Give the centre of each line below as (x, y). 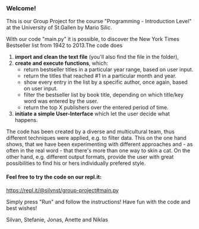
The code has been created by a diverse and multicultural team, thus (91, 131)
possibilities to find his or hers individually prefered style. (76, 163)
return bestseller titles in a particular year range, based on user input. (108, 70)
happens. (26, 120)
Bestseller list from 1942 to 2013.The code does (64, 45)
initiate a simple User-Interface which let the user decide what (92, 114)
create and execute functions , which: (61, 63)
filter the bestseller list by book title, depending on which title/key (104, 95)
